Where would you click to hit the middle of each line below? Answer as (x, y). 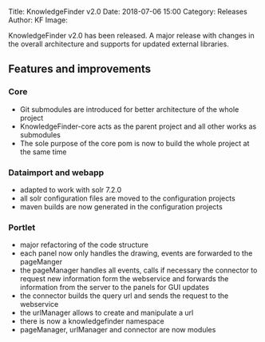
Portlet (22, 227)
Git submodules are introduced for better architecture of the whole (129, 109)
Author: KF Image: (38, 20)
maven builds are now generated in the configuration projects (121, 206)
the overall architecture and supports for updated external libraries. (119, 44)
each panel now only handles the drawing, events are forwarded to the (136, 253)
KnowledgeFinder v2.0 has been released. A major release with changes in (132, 36)
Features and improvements (80, 69)
